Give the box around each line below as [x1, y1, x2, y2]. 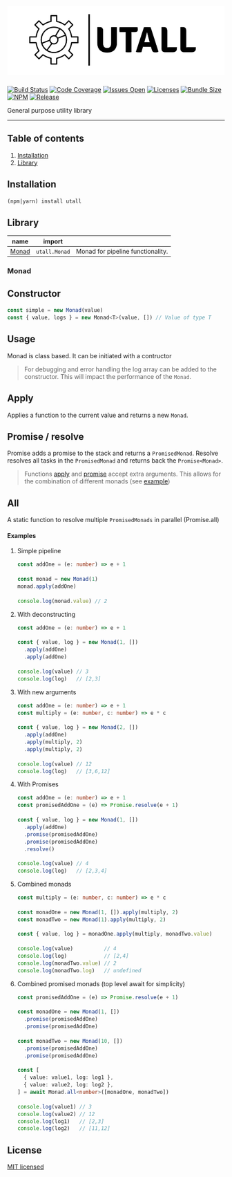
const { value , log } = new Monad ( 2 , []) [17, 724, 139, 731]
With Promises [17, 780, 59, 788]
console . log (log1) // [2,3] [17, 1118, 105, 1125]
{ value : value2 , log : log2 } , [23, 1082, 114, 1088]
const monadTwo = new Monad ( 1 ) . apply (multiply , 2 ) [17, 916, 166, 923]
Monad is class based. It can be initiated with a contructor [7, 351, 172, 360]
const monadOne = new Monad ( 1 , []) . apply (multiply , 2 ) [17, 909, 179, 916]
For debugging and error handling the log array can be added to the [23, 365, 217, 373]
